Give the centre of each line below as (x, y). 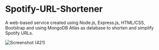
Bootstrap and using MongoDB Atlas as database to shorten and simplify (79, 27)
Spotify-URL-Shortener (54, 9)
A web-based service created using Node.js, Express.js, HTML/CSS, (75, 23)
